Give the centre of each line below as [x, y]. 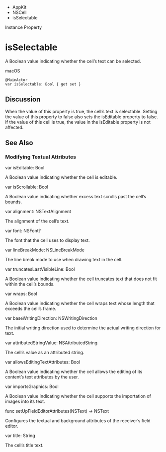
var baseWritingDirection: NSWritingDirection [51, 318]
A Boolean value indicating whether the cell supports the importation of [78, 396]
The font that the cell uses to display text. [47, 240]
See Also [19, 143]
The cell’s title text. [24, 445]
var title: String [20, 436]
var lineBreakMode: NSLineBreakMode [45, 250]
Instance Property [24, 27]
